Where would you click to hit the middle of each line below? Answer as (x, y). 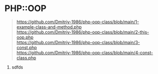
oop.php (25, 37)
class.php (26, 58)
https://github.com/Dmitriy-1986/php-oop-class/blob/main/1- (78, 22)
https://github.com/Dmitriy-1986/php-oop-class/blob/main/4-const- (85, 52)
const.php (26, 47)
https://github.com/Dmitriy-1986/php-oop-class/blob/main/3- (78, 42)
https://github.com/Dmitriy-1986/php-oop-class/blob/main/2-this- (83, 32)
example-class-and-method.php (49, 27)
